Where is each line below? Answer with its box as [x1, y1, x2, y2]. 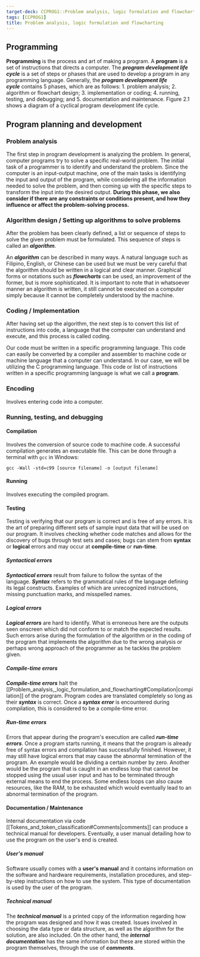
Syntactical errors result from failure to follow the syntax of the [6, 572, 162, 579]
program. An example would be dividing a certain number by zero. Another [6, 759, 190, 766]
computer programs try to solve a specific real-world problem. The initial [6, 157, 185, 164]
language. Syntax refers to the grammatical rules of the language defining [6, 578, 189, 585]
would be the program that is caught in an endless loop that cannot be [6, 765, 179, 772]
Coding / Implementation [6, 307, 80, 315]
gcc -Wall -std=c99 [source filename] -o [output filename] [6, 465, 159, 471]
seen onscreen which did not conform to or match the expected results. [6, 626, 182, 633]
